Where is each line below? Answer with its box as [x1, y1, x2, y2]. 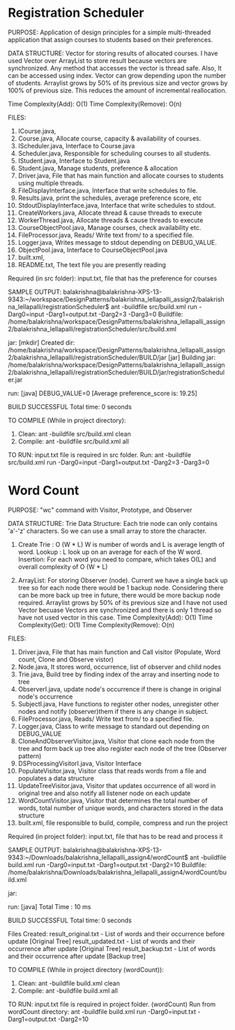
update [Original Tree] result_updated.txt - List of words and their [8, 937, 196, 945]
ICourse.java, [17, 127, 56, 135]
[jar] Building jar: [167, 353, 216, 362]
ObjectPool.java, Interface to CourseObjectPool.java [17, 245, 168, 254]
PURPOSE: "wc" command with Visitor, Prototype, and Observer [8, 506, 192, 514]
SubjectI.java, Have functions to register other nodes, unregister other [17, 699, 219, 708]
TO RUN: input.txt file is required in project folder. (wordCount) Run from [8, 1000, 216, 1008]
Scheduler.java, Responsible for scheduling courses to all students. [17, 149, 211, 157]
